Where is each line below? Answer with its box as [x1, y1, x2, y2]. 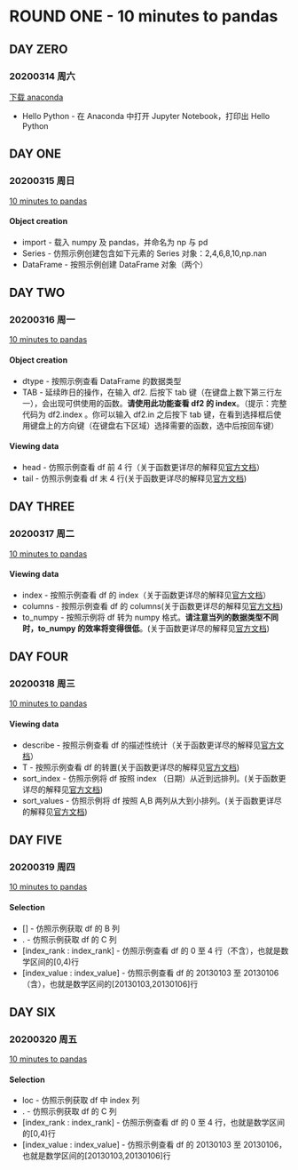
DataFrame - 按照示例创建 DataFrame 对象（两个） [21, 259, 208, 269]
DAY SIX [9, 1005, 56, 1020]
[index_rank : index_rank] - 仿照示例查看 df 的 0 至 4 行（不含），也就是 [21, 945, 281, 956]
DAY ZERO [9, 42, 68, 57]
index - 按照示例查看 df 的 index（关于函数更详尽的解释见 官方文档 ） [21, 589, 271, 600]
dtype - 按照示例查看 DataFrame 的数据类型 [21, 375, 182, 386]
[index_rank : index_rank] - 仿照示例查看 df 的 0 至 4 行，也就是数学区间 [21, 1118, 286, 1128]
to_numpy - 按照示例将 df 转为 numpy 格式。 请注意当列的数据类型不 [21, 612, 271, 622]
